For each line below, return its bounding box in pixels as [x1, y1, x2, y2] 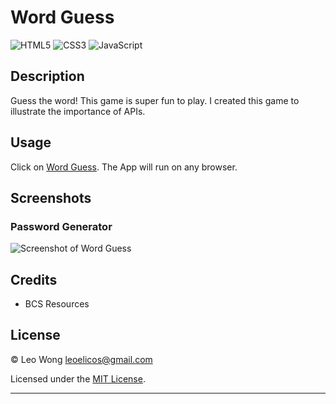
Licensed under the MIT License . [10, 372, 146, 385]
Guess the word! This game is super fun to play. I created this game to [10, 94, 300, 106]
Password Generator [10, 219, 113, 233]
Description [10, 68, 85, 85]
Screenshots [10, 189, 92, 206]
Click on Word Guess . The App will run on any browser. [10, 161, 238, 173]
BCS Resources [24, 298, 90, 310]
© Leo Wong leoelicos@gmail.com [10, 353, 153, 365]
